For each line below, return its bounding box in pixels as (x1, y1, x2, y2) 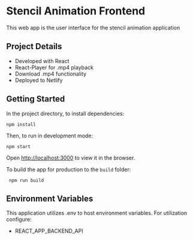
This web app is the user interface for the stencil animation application (6, 24, 180, 31)
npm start (6, 143, 31, 149)
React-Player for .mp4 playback (14, 64, 94, 71)
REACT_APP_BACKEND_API (14, 227, 83, 235)
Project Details (6, 41, 62, 52)
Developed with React (14, 57, 70, 64)
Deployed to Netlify (14, 76, 63, 83)
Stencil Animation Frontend (6, 4, 146, 18)
